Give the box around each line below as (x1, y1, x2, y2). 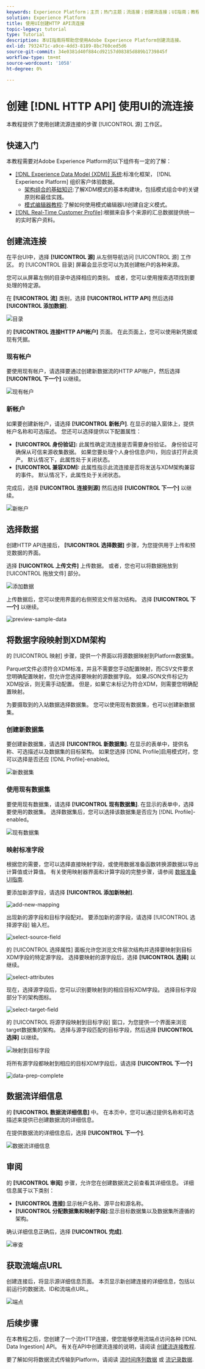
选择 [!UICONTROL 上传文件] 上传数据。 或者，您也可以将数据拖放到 (6, 562, 178, 570)
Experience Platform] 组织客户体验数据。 (15, 178, 118, 186)
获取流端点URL (6, 1260, 63, 1271)
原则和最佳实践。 (24, 194, 68, 201)
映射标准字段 (6, 845, 45, 854)
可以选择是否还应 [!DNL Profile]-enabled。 (6, 755, 113, 763)
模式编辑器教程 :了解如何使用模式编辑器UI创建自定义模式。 (24, 201, 171, 208)
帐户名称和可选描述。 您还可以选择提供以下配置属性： (6, 427, 142, 435)
